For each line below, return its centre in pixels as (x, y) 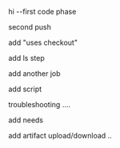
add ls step (27, 58)
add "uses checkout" (43, 42)
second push (30, 27)
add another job (35, 74)
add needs (26, 120)
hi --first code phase (42, 12)
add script (25, 89)
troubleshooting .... (39, 104)
